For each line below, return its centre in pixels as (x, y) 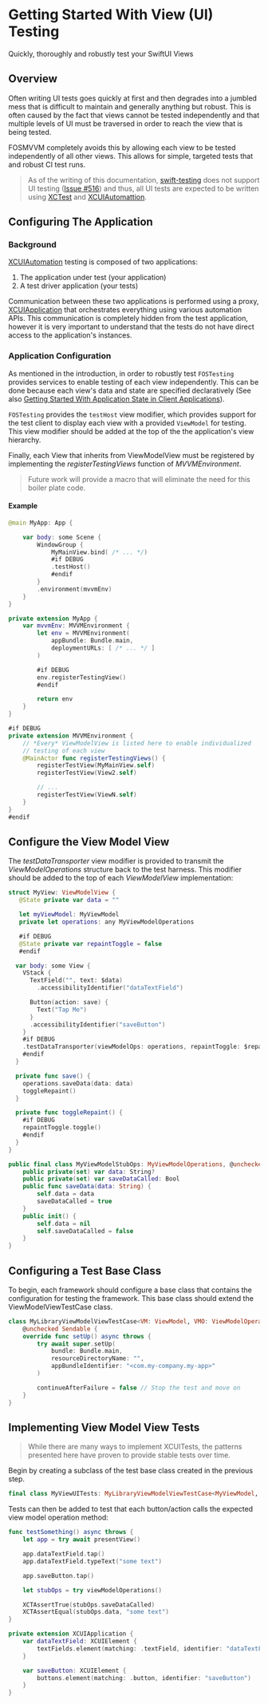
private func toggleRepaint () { (69, 1113)
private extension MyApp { (53, 619)
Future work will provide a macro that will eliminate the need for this (139, 479)
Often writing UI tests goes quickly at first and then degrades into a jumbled (133, 98)
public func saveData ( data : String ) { (87, 1187)
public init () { (50, 1216)
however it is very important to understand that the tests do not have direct (131, 327)
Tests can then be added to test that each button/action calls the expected (131, 1509)
